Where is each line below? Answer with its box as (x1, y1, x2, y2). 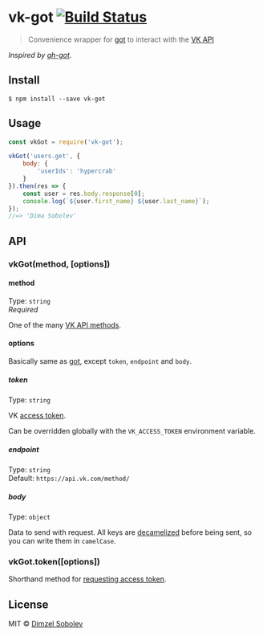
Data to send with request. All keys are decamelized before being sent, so (8, 527, 253, 537)
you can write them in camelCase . (8, 536, 116, 545)
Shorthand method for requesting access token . (8, 574, 167, 584)
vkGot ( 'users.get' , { (8, 153, 81, 161)
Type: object (8, 512, 51, 521)
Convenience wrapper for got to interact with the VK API (27, 35, 215, 44)
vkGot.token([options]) (8, 556, 100, 567)
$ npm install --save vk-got (8, 95, 106, 103)
